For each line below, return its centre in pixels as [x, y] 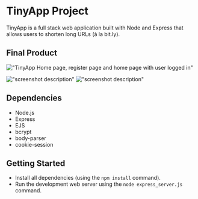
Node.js [25, 112]
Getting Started [36, 163]
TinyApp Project [48, 11]
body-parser [30, 138]
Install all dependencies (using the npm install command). [88, 178]
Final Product [32, 53]
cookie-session [34, 144]
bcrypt [23, 132]
